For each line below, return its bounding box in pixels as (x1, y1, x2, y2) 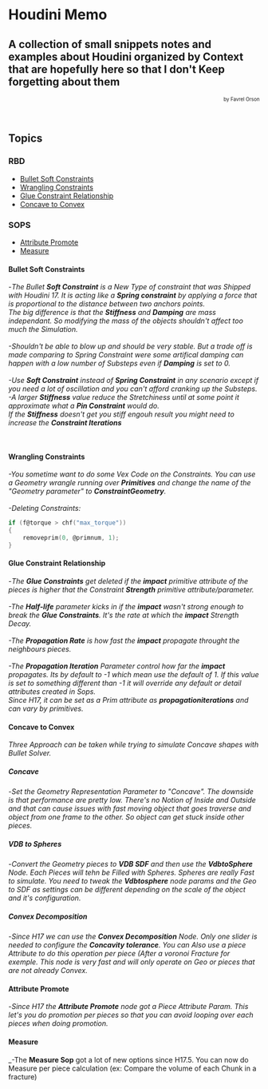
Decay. (8, 619, 32, 628)
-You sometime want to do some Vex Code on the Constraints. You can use (8, 469, 256, 479)
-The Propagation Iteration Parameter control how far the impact (8, 661, 226, 671)
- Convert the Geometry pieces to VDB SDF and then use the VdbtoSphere (8, 860, 254, 869)
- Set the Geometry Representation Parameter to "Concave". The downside (8, 787, 254, 796)
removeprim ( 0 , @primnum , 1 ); (22, 534, 120, 542)
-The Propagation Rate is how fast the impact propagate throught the (8, 636, 240, 645)
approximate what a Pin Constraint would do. (8, 401, 160, 411)
